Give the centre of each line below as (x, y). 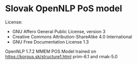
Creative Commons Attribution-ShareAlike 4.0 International (72, 37)
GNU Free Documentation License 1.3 (50, 42)
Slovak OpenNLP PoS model (64, 9)
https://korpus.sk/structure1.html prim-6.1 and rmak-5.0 (61, 56)
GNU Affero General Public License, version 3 (59, 31)
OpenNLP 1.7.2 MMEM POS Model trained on (51, 51)
